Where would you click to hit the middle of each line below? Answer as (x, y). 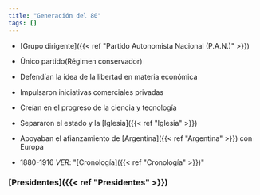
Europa (32, 146)
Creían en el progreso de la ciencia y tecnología (98, 107)
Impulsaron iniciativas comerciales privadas (92, 92)
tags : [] (23, 23)
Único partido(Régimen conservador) (81, 61)
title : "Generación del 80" (55, 16)
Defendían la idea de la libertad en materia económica (108, 76)
